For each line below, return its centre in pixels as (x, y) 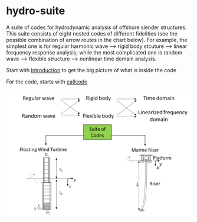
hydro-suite (36, 11)
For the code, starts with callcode (47, 82)
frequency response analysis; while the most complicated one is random (94, 52)
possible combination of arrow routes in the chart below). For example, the (97, 40)
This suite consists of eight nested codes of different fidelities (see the (92, 33)
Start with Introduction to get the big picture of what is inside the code (91, 70)
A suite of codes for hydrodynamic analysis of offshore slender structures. (96, 27)
